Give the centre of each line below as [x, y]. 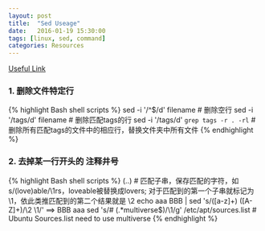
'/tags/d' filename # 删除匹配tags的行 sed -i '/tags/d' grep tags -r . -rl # [132, 120]
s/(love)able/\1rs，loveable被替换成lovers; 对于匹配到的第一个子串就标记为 [131, 191]
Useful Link [27, 68]
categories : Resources [46, 46]
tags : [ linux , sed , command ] [57, 38]
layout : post [30, 16]
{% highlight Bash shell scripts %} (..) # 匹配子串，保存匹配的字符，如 [124, 180]
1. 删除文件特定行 [41, 91]
